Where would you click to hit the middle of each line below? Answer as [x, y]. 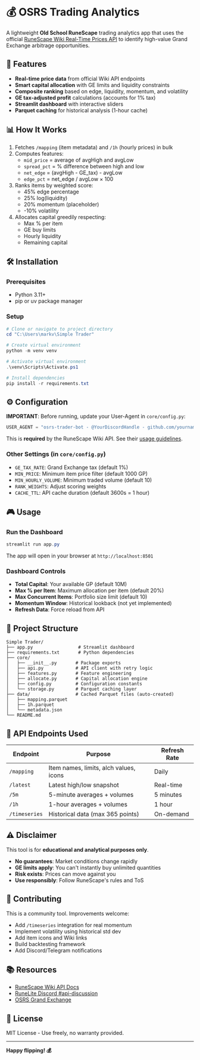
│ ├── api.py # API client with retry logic [79, 668]
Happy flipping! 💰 [29, 1050]
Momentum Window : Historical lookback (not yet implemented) [93, 603]
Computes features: [39, 153]
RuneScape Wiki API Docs [47, 987]
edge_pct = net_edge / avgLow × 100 [68, 179]
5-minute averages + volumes [91, 795]
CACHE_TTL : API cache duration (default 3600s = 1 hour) [82, 492]
